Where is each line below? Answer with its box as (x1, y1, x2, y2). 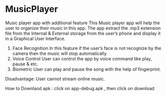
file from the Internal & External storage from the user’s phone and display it (5, 30, 161, 36)
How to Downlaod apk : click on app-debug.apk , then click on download (5, 85, 155, 91)
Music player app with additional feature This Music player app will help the (5, 20, 161, 26)
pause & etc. (12, 61, 38, 67)
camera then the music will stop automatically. (12, 50, 108, 56)
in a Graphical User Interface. (5, 36, 66, 42)
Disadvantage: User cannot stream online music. (5, 76, 105, 82)
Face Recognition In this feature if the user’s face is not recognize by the (12, 45, 162, 51)
